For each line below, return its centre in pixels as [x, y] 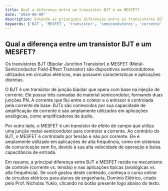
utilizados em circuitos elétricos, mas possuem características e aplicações [83, 74]
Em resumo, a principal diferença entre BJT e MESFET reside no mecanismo [84, 162]
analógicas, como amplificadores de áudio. [49, 116]
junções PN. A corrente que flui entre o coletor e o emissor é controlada [79, 100]
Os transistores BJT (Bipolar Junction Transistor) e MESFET [67, 64]
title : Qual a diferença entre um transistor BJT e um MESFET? [72, 10]
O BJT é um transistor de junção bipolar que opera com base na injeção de [82, 89]
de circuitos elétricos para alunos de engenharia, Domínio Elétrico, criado [81, 178]
